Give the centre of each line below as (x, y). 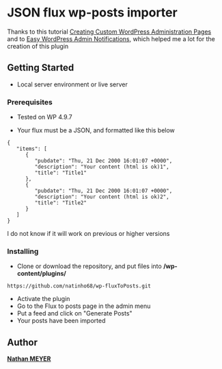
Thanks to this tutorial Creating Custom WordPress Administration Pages (109, 32)
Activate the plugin (43, 299)
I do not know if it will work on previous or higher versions (88, 234)
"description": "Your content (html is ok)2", (102, 197)
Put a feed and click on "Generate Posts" (74, 313)
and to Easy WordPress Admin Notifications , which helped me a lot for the (111, 38)
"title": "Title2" (61, 203)
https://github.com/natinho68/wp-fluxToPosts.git (79, 286)
